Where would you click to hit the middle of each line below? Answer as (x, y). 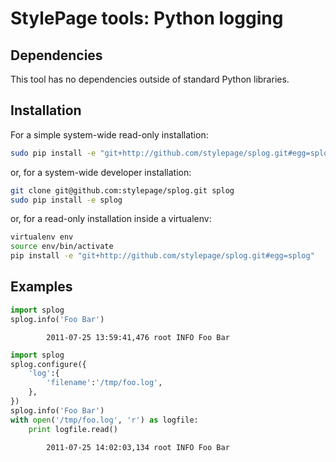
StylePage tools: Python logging (147, 18)
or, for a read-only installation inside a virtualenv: (111, 219)
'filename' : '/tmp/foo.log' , (104, 383)
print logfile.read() (73, 429)
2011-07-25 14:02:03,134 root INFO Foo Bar (138, 447)
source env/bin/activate (62, 247)
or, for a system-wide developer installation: (101, 172)
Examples (41, 287)
